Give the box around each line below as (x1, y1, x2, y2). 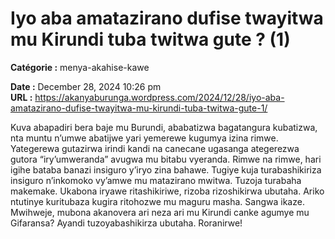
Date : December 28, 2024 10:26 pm (10, 80, 162, 92)
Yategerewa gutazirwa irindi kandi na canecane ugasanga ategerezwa (10, 142, 300, 154)
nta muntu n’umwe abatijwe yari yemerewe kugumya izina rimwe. (10, 132, 279, 144)
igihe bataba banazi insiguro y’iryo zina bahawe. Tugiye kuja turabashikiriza (10, 163, 322, 176)
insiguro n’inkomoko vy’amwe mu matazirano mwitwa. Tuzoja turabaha (10, 174, 302, 186)
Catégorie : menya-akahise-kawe (10, 61, 150, 73)
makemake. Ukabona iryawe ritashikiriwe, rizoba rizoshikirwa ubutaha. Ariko (10, 185, 325, 197)
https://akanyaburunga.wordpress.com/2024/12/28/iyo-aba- (34, 91, 285, 103)
